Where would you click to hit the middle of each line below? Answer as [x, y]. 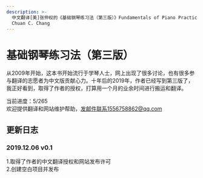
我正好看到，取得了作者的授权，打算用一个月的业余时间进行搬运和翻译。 [96, 88]
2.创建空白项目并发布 [33, 169]
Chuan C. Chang [31, 23]
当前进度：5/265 [27, 101]
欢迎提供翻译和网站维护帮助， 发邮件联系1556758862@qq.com [84, 109]
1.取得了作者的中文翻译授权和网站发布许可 [58, 161]
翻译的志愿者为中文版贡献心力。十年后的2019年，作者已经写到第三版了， [102, 81]
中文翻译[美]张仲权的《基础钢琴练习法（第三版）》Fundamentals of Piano [94, 18]
